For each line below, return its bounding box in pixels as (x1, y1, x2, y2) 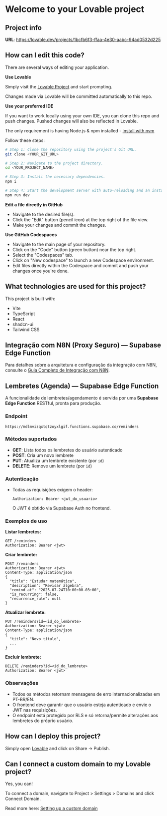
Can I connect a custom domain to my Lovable (5, 760, 151, 768)
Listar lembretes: (5, 529, 41, 535)
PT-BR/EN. (12, 696, 35, 702)
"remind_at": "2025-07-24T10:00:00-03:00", (9, 588, 101, 593)
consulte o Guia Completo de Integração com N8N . (5, 367, 110, 373)
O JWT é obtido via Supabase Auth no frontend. (12, 505, 111, 511)
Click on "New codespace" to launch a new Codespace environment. (12, 257, 154, 263)
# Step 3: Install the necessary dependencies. (5, 174, 106, 179)
